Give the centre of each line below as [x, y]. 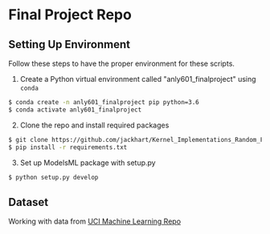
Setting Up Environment [70, 44]
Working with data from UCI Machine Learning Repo [95, 221]
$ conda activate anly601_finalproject [75, 110]
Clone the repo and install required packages [94, 125]
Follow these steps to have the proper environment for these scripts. [122, 63]
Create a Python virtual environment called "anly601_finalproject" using [138, 79]
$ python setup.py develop [53, 177]
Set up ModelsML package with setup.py [88, 163]
